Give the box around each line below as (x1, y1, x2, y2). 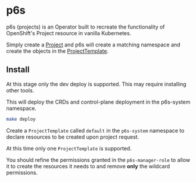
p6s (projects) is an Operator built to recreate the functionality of (6, 23, 165, 30)
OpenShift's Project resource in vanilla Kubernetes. (6, 29, 132, 36)
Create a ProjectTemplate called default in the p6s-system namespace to (6, 127, 185, 134)
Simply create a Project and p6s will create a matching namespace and (6, 41, 181, 48)
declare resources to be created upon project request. (6, 133, 139, 140)
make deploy (6, 116, 36, 122)
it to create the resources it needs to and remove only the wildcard (6, 162, 170, 170)
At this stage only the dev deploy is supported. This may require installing (6, 80, 186, 87)
